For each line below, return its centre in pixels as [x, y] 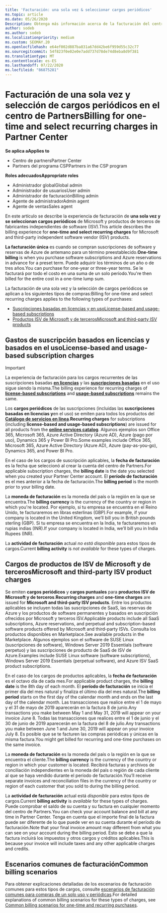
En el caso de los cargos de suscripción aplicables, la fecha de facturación [83, 460]
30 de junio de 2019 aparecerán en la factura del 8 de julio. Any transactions [83, 723]
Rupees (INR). [19, 534]
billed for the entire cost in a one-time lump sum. [55, 278]
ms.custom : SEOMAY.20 [28, 42]
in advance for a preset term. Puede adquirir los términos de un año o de [80, 263]
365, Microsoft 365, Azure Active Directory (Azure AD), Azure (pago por [79, 435]
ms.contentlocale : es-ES [31, 61]
